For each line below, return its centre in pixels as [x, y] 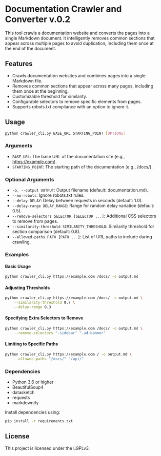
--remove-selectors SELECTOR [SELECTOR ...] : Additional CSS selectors [84, 216]
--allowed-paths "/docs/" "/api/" [49, 359]
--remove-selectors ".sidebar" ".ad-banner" [60, 333]
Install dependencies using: [33, 412]
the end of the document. [30, 48]
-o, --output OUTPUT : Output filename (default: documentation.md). [80, 190]
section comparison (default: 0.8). [46, 232]
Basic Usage [18, 266]
